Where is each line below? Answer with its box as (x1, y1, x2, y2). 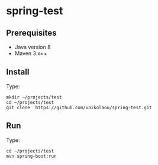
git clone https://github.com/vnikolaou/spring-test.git (6, 104, 152, 110)
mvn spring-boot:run (6, 153, 57, 159)
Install (6, 67, 30, 77)
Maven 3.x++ (14, 50, 47, 57)
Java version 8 (14, 43, 51, 50)
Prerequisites (6, 28, 57, 38)
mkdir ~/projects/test (6, 94, 62, 100)
